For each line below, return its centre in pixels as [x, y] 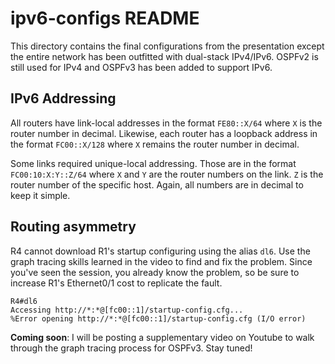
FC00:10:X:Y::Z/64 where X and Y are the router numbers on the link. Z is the [167, 174]
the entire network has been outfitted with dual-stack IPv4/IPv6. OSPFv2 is [164, 56]
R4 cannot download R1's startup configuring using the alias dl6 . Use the [160, 251]
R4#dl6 [24, 301]
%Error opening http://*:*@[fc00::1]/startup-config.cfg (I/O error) [158, 318]
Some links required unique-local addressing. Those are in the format [153, 163]
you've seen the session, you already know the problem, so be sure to [155, 272]
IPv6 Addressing [63, 98]
